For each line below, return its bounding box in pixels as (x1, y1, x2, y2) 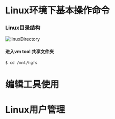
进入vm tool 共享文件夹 (5, 49, 54, 55)
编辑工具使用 (5, 79, 60, 90)
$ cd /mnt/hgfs (5, 60, 38, 65)
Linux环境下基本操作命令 (5, 5, 110, 16)
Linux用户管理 (5, 104, 65, 115)
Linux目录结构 (5, 24, 40, 31)
